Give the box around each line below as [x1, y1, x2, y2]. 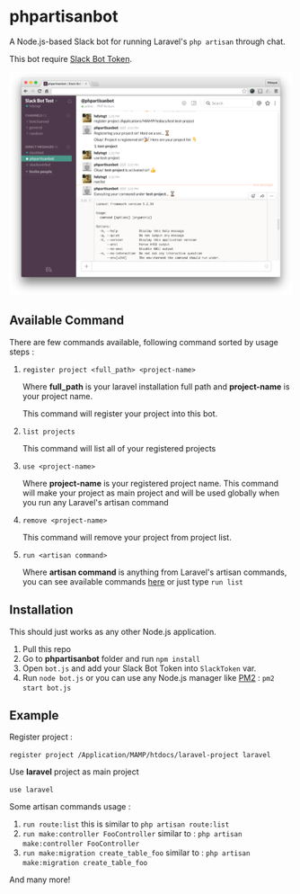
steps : [9, 346, 34, 357]
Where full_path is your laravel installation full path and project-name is [22, 380, 290, 392]
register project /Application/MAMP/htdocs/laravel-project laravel [9, 751, 271, 760]
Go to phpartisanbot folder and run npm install [22, 653, 200, 664]
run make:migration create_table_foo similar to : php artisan [22, 847, 251, 858]
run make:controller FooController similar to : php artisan [22, 828, 243, 839]
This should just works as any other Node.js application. [9, 626, 217, 637]
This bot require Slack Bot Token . [9, 53, 133, 64]
